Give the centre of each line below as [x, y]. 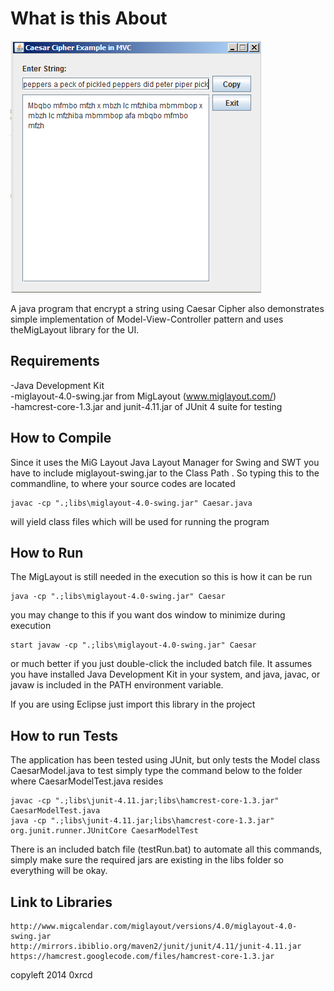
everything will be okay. [59, 871]
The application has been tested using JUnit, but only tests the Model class [165, 760]
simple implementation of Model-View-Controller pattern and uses [147, 319]
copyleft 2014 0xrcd [51, 975]
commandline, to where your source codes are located [123, 483]
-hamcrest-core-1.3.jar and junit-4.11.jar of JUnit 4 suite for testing [146, 406]
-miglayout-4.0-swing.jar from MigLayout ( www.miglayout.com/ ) [143, 396]
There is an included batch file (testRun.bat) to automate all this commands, [166, 849]
